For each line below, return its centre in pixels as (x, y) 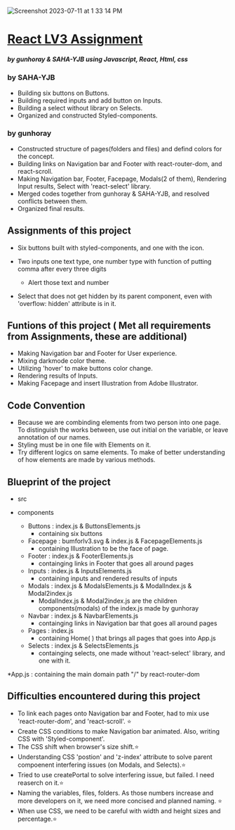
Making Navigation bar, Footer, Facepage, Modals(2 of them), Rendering (122, 179)
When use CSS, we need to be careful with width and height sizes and (119, 811)
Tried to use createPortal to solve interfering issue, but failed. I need (116, 774)
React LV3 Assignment (75, 39)
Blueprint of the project (59, 482)
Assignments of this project (69, 231)
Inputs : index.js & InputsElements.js (80, 571)
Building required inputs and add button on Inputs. (90, 100)
